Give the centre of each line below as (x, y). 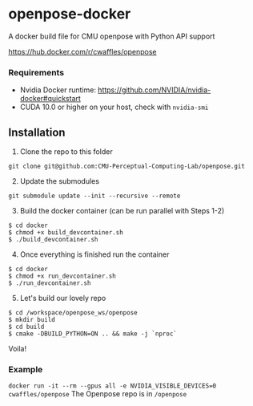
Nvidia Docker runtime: (58, 90)
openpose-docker (70, 14)
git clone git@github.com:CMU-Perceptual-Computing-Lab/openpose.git (127, 166)
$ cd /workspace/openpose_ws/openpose (73, 313)
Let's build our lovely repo (63, 298)
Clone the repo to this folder (66, 152)
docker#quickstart (50, 99)
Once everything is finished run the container (94, 254)
